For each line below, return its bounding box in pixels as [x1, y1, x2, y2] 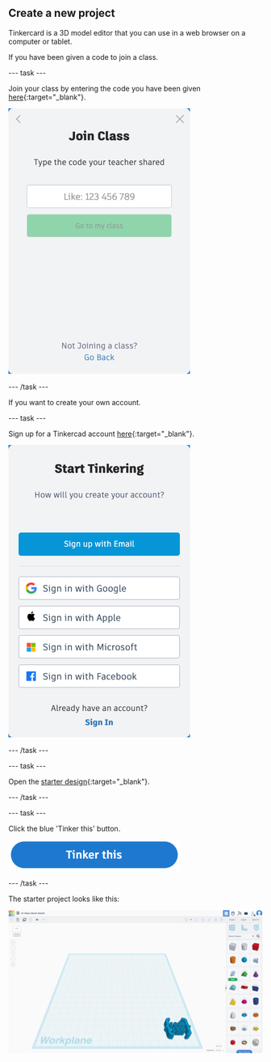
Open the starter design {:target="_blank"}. [8, 776, 151, 786]
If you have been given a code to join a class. [8, 52, 159, 61]
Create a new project [8, 6, 115, 20]
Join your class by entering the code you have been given [8, 83, 202, 93]
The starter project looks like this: [8, 894, 119, 903]
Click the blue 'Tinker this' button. [8, 823, 121, 833]
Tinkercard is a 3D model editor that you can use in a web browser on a [8, 28, 246, 37]
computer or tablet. [8, 36, 73, 46]
